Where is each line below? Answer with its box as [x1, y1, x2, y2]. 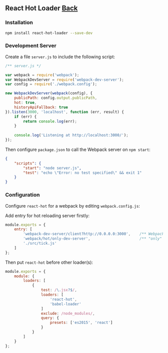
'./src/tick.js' [23, 241, 57, 246]
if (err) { [14, 114, 37, 119]
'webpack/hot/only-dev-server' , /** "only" [23, 236, 162, 241]
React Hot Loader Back [5, 4, 78, 13]
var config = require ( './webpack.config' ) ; [5, 82, 97, 87]
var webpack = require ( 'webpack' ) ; [5, 72, 79, 77]
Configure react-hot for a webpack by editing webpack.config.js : [5, 203, 140, 209]
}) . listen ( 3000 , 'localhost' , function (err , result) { [5, 109, 124, 114]
